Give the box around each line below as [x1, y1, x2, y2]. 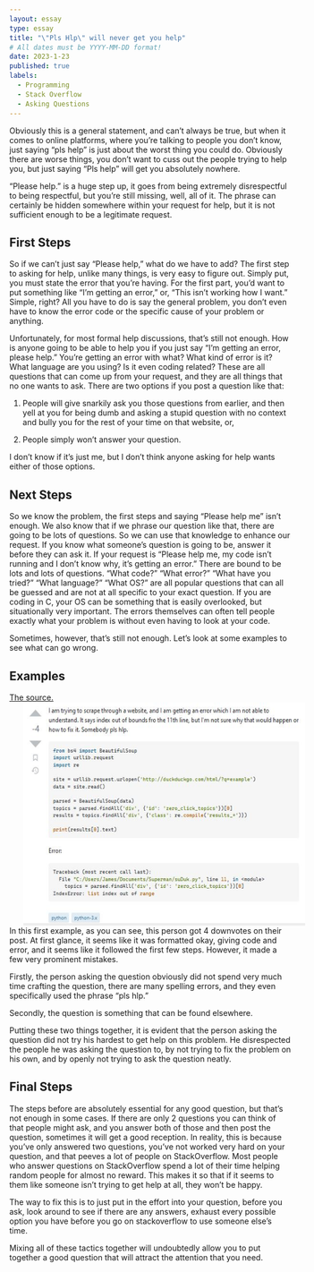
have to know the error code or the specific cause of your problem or [9, 306, 265, 317]
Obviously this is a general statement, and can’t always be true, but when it [9, 125, 286, 136]
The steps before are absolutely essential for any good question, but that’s [9, 1103, 284, 1114]
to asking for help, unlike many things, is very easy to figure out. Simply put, [9, 269, 289, 279]
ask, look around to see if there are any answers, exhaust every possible [9, 1206, 276, 1217]
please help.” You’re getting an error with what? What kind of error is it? [9, 352, 273, 363]
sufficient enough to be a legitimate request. [9, 209, 173, 219]
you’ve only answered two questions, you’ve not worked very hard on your [9, 1141, 285, 1152]
